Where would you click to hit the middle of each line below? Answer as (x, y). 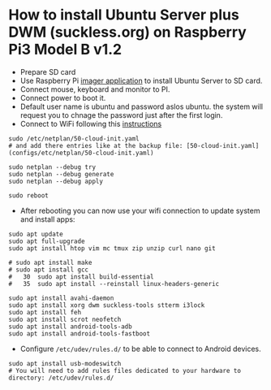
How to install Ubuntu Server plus (124, 15)
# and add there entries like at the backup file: (96, 145)
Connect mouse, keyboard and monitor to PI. (95, 89)
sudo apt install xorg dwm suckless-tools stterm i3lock (107, 305)
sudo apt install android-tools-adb (70, 327)
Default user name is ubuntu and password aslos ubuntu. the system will (142, 106)
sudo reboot (28, 195)
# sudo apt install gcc (49, 270)
